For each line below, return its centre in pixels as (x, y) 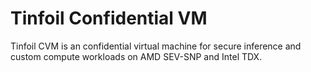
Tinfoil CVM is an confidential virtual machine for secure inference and (156, 46)
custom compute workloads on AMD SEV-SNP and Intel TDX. (136, 56)
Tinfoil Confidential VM (109, 18)
